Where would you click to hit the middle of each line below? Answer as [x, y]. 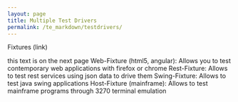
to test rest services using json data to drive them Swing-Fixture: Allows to [117, 76]
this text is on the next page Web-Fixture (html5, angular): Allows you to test [119, 61]
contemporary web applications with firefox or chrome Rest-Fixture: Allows [118, 69]
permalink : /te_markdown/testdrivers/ [65, 27]
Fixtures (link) [27, 47]
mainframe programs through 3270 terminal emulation [87, 91]
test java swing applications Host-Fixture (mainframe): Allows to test [108, 84]
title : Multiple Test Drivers [52, 21]
